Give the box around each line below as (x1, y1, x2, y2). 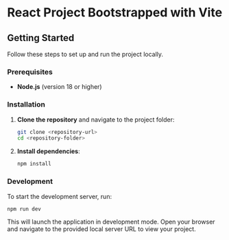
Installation (7, 100, 46, 109)
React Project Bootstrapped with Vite (7, 5, 223, 21)
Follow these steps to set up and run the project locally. (7, 50, 163, 58)
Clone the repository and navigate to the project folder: (16, 115, 175, 124)
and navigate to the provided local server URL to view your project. (7, 225, 197, 233)
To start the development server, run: (7, 192, 112, 200)
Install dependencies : (16, 147, 80, 155)
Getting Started (7, 32, 75, 44)
